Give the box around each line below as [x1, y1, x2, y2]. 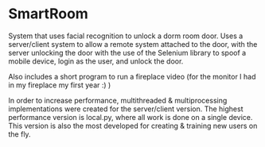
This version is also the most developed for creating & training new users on [8, 121, 258, 130]
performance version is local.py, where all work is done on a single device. [8, 112, 253, 122]
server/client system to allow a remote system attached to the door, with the [8, 39, 258, 48]
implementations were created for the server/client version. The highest [8, 104, 244, 114]
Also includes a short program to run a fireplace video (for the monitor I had [8, 72, 256, 81]
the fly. [8, 129, 31, 139]
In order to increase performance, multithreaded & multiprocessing [8, 95, 228, 105]
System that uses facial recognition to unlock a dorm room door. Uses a [8, 31, 244, 41]
